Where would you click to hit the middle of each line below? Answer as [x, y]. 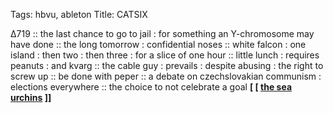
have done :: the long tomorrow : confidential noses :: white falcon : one [158, 44]
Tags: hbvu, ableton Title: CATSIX [79, 14]
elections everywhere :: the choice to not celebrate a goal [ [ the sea [151, 87]
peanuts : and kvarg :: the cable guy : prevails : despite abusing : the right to [167, 65]
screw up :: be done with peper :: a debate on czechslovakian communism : [166, 76]
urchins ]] [31, 97]
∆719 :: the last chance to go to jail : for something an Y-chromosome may [162, 33]
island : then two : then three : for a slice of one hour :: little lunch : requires [165, 55]
